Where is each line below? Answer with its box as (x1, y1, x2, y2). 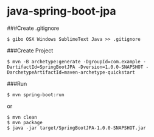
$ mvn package (7, 119, 43, 125)
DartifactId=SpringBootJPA (7, 64, 75, 70)
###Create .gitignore (7, 24, 60, 32)
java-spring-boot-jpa (7, 4, 116, 18)
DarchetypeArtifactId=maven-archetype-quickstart (7, 69, 136, 76)
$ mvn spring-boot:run (7, 91, 65, 98)
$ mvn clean (7, 114, 37, 120)
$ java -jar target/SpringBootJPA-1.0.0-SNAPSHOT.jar (7, 125, 147, 131)
